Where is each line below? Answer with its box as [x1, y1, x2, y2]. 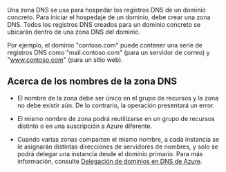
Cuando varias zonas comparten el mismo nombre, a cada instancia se [17, 135, 220, 143]
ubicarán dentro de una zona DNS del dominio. [7, 28, 140, 36]
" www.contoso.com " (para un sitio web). [7, 56, 123, 64]
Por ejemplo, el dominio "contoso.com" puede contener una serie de [7, 41, 203, 49]
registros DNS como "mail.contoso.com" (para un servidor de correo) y [7, 48, 210, 56]
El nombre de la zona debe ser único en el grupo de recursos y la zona [17, 94, 219, 102]
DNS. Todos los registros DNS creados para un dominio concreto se [7, 21, 201, 28]
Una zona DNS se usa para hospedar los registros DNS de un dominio [7, 6, 206, 14]
